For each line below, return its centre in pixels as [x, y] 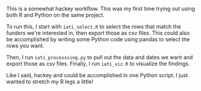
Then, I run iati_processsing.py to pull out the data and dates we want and [100, 57]
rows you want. [25, 45]
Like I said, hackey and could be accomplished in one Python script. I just [97, 75]
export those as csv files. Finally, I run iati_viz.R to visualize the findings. [98, 63]
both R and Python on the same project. [56, 15]
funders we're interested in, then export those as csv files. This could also [98, 33]
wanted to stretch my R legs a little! [50, 81]
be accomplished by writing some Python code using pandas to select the [98, 39]
